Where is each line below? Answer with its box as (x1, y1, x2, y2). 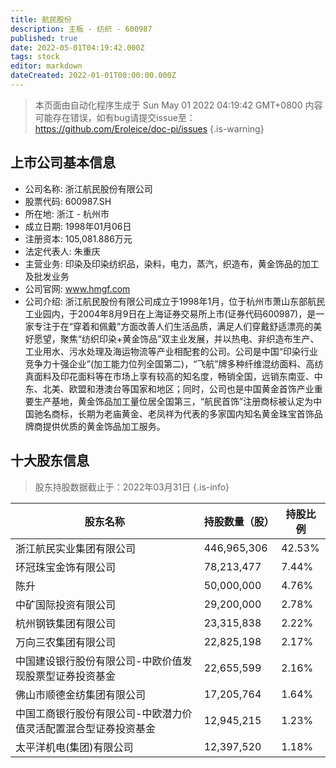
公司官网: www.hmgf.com (24, 282, 131, 295)
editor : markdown (10, 61, 83, 71)
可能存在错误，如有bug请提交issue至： (34, 111, 196, 123)
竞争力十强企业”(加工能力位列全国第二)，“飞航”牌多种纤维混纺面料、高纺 (24, 357, 324, 370)
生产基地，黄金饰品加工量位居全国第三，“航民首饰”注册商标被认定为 (33, 395, 314, 407)
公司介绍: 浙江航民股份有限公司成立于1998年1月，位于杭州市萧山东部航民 (24, 295, 326, 307)
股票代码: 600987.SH (24, 195, 112, 207)
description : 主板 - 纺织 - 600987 (10, 24, 153, 34)
